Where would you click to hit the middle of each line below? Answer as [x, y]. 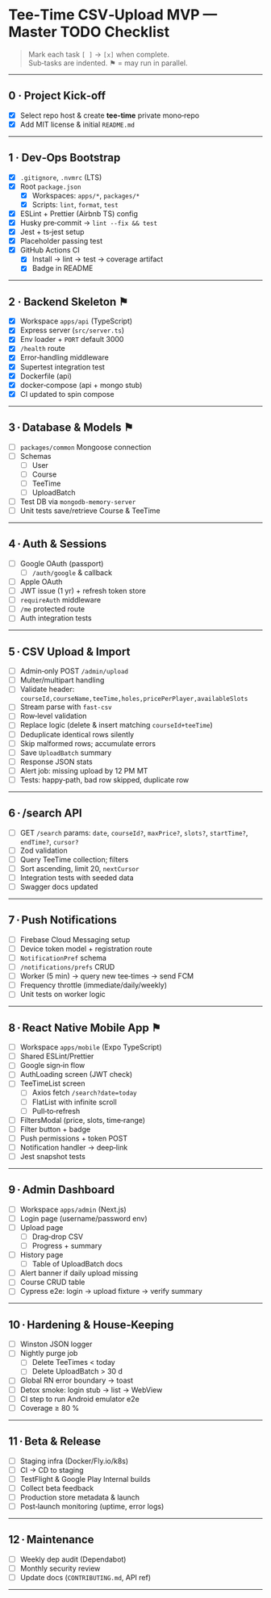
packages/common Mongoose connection [85, 447]
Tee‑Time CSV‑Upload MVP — [113, 15]
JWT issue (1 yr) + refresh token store [83, 591]
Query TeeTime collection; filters [74, 859]
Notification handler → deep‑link [74, 1147]
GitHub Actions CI [50, 250]
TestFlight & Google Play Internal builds [85, 1479]
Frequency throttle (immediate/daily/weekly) [94, 985]
